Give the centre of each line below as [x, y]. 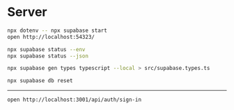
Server [27, 12]
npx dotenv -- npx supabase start [57, 30]
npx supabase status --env [46, 49]
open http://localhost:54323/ [51, 37]
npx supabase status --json [48, 56]
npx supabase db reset [40, 81]
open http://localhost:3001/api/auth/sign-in [74, 100]
